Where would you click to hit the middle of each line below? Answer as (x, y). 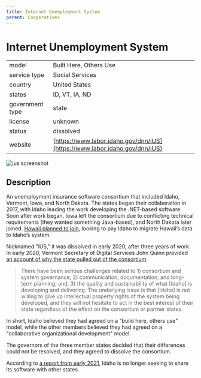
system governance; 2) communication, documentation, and (95, 277)
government (26, 104)
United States (72, 85)
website (20, 145)
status (18, 131)
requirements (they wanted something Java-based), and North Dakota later (99, 222)
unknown (66, 122)
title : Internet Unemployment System (53, 12)
